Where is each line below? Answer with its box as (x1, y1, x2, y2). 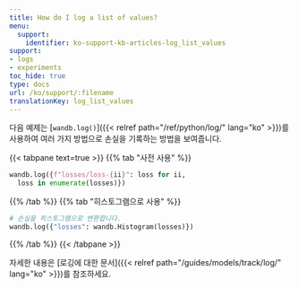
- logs (9, 55, 34, 64)
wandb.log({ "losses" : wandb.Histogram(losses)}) (9, 223, 194, 231)
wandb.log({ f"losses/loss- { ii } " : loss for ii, (9, 170, 186, 179)
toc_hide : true (9, 72, 66, 81)
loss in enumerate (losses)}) (17, 179, 126, 188)
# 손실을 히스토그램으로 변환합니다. (9, 214, 122, 223)
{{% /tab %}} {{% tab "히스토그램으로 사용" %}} (9, 196, 182, 207)
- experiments (9, 64, 63, 73)
